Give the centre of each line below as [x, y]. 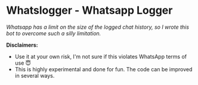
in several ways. [35, 75]
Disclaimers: [22, 45]
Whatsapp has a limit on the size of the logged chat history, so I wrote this [98, 27]
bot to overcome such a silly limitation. [54, 33]
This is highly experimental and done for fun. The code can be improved [103, 69]
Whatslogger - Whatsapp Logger [89, 10]
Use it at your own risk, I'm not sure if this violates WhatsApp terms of [100, 56]
